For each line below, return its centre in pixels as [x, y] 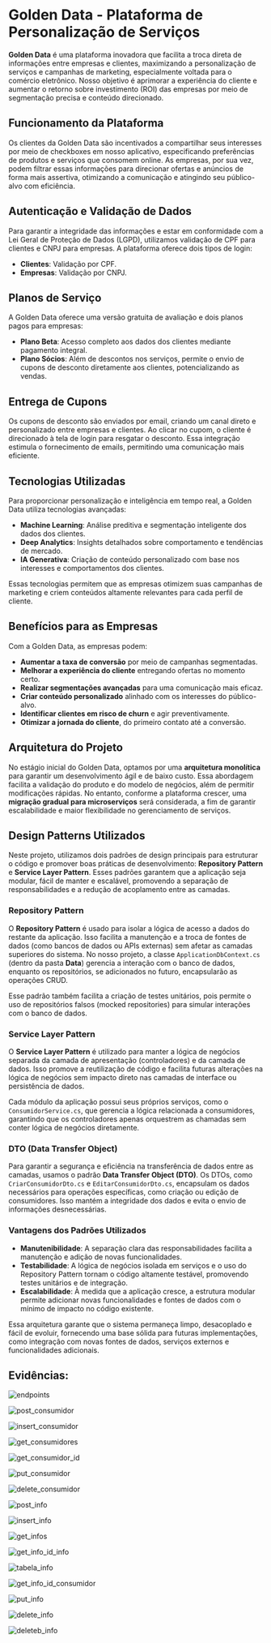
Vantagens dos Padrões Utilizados [78, 1230]
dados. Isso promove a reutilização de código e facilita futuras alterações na [136, 1069]
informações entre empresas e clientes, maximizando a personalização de [132, 63]
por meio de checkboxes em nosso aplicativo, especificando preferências [131, 151]
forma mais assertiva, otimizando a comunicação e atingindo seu [117, 177]
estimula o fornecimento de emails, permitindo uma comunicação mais [126, 447]
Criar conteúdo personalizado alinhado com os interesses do [123, 696]
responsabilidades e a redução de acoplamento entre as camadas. [119, 890]
